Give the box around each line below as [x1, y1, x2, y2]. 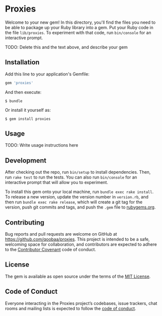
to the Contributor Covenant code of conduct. [5, 247, 96, 253]
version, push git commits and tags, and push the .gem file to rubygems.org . [5, 204, 156, 210]
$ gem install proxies [5, 116, 51, 121]
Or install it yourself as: [5, 107, 51, 113]
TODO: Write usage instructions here [5, 142, 78, 148]
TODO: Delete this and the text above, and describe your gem [5, 44, 128, 50]
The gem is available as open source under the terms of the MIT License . [5, 273, 151, 279]
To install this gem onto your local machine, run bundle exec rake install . [5, 189, 154, 195]
